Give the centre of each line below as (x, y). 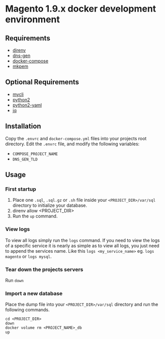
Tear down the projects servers (44, 269)
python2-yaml (27, 105)
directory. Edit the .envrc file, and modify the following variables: (72, 144)
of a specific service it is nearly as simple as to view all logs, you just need (82, 246)
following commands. (27, 310)
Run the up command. (35, 216)
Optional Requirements (42, 82)
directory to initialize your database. (50, 205)
